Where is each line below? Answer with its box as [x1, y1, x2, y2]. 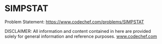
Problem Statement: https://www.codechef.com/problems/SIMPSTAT [4, 19, 144, 25]
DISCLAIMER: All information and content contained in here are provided [4, 28, 151, 34]
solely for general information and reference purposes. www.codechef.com [4, 33, 158, 39]
